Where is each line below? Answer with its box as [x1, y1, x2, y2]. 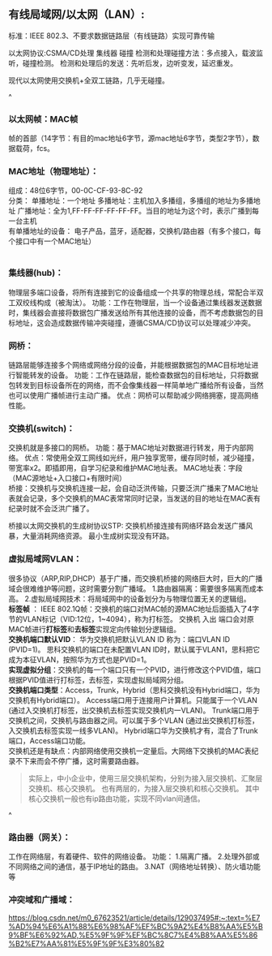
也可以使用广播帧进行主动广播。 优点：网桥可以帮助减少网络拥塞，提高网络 [8, 390, 259, 400]
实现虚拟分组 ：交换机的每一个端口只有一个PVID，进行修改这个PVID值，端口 [8, 665, 261, 674]
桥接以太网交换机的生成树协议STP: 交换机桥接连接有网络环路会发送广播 [8, 521, 246, 531]
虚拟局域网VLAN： [8, 553, 83, 565]
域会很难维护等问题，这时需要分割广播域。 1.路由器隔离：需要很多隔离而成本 [8, 584, 264, 593]
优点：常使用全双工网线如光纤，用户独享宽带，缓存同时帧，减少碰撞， [23, 453, 259, 463]
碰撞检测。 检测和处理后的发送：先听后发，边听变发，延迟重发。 [22, 58, 237, 67]
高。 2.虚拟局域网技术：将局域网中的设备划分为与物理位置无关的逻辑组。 [8, 593, 251, 603]
